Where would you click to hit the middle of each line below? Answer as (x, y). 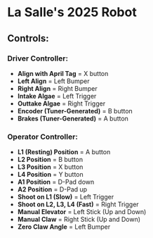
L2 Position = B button (50, 160)
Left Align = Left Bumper (53, 81)
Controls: (28, 38)
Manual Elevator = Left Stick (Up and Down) (82, 212)
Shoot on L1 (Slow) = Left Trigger (66, 197)
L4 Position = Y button (51, 175)
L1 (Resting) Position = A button (64, 152)
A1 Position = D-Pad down (56, 182)
